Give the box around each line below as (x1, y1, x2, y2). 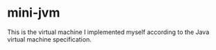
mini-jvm (7, 5, 60, 21)
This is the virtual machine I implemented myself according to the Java (7, 28, 210, 36)
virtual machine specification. (7, 35, 92, 43)
